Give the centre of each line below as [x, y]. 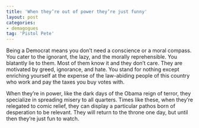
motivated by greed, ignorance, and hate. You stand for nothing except [93, 69]
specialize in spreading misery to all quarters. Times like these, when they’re [99, 100]
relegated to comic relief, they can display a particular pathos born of [91, 106]
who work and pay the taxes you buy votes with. [65, 82]
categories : [21, 23]
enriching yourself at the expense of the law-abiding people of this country [98, 76]
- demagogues [22, 28]
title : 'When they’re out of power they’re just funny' [77, 12]
